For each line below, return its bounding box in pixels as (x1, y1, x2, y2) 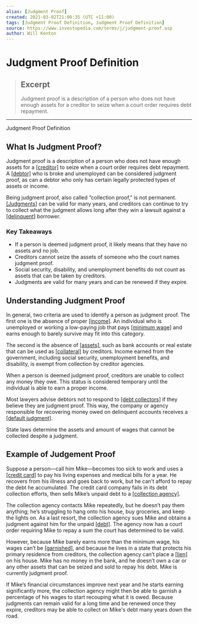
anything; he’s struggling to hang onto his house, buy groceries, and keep (6, 508, 185, 515)
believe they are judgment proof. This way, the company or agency (6, 402, 169, 409)
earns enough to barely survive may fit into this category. (6, 330, 146, 337)
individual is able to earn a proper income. (6, 384, 108, 391)
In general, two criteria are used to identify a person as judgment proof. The (6, 311, 190, 319)
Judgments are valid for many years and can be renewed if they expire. (14, 279, 188, 286)
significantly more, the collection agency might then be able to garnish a (6, 587, 181, 594)
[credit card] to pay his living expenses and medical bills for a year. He (6, 471, 177, 478)
